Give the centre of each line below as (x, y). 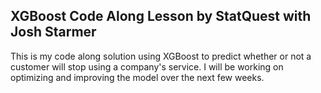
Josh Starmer (53, 32)
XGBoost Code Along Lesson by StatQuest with (161, 16)
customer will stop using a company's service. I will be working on (147, 66)
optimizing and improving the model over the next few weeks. (137, 77)
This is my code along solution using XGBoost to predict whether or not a (161, 56)
